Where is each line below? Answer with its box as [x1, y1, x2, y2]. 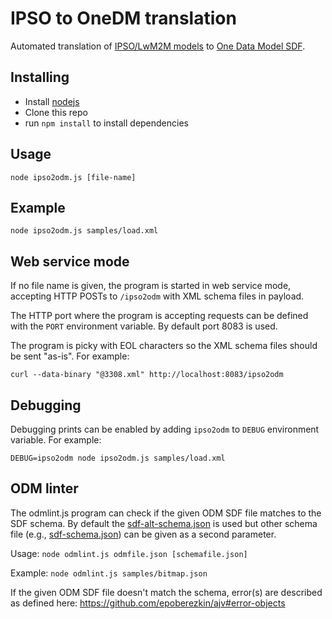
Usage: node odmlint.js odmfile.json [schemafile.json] [10, 547, 248, 559]
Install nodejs [24, 95, 80, 107]
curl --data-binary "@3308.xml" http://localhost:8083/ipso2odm [10, 370, 284, 380]
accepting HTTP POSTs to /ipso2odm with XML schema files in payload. [10, 290, 305, 302]
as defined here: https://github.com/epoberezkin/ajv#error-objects [10, 597, 286, 609]
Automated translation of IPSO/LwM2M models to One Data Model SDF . [10, 40, 306, 52]
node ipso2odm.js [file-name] [10, 172, 137, 182]
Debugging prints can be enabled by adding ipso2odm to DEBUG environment [10, 423, 320, 435]
